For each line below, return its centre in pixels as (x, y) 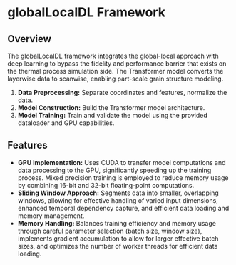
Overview (30, 39)
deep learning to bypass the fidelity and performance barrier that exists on (117, 64)
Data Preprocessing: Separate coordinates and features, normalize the (122, 92)
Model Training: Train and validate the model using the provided (113, 115)
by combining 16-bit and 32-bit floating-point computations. (106, 185)
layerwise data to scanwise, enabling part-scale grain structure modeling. (116, 79)
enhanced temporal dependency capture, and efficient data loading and (123, 208)
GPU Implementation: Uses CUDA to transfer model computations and (122, 162)
